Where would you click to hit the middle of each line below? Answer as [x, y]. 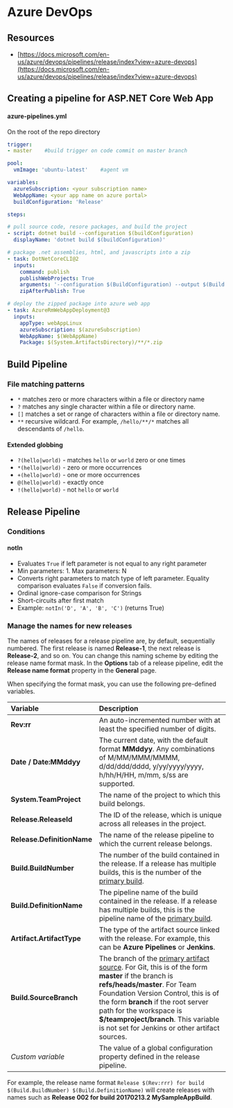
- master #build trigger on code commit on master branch [97, 151]
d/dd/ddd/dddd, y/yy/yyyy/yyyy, [152, 766]
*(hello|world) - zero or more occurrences [79, 467]
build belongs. [122, 804]
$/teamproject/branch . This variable [159, 1020]
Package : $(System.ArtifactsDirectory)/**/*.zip [91, 343]
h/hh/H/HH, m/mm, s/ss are [144, 775]
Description [119, 709]
